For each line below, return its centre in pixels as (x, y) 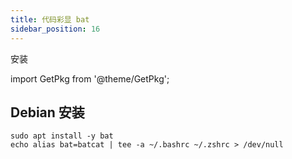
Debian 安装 (47, 112)
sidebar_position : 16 (55, 29)
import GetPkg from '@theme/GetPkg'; (90, 78)
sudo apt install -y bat (62, 136)
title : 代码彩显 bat (50, 19)
